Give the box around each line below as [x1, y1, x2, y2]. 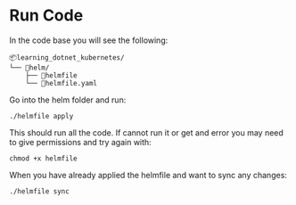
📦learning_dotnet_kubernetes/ [9, 53, 125, 62]
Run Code [9, 5, 84, 26]
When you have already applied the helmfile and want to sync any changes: [9, 169, 288, 180]
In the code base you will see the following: [9, 35, 169, 45]
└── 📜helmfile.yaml [25, 78, 98, 87]
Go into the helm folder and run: [9, 94, 127, 105]
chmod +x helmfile [9, 153, 78, 163]
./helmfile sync [9, 186, 70, 196]
